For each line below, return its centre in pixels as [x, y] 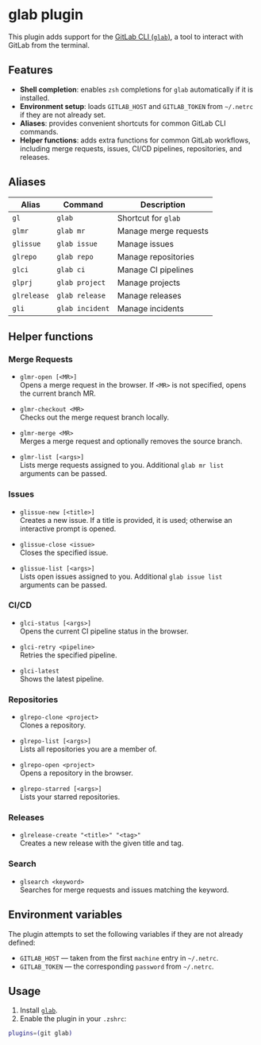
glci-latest [39, 671]
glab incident [83, 308]
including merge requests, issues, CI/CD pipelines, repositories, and [130, 148]
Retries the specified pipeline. [68, 655]
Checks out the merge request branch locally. [94, 417]
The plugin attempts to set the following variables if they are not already [126, 934]
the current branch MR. [58, 394]
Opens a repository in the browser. [76, 773]
